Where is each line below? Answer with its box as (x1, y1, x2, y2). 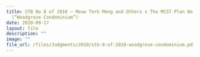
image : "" (6, 36, 31, 42)
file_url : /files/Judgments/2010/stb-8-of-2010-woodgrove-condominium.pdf (6, 42, 196, 48)
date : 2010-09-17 (6, 20, 49, 26)
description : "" (6, 31, 46, 37)
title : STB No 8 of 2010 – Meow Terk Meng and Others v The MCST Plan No (6, 8, 193, 15)
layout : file (6, 25, 39, 31)
